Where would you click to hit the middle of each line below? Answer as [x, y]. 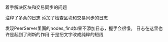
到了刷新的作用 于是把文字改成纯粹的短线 [61, 34]
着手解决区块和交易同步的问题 [36, 7]
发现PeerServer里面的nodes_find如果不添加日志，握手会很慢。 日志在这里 [82, 28]
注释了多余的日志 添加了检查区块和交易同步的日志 [57, 18]
